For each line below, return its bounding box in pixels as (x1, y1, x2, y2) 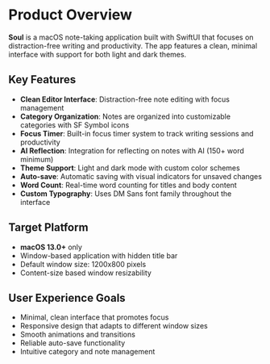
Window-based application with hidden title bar (19, 250, 178, 260)
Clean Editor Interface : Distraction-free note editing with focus (19, 94, 230, 104)
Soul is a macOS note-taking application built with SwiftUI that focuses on (8, 32, 254, 42)
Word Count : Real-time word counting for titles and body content (19, 180, 238, 190)
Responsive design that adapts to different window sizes (19, 321, 208, 331)
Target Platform (8, 220, 89, 235)
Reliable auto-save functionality (19, 338, 126, 348)
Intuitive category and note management (19, 347, 156, 357)
